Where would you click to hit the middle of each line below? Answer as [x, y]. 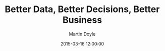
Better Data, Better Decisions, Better [82, 9]
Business [82, 20]
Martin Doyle [82, 34]
